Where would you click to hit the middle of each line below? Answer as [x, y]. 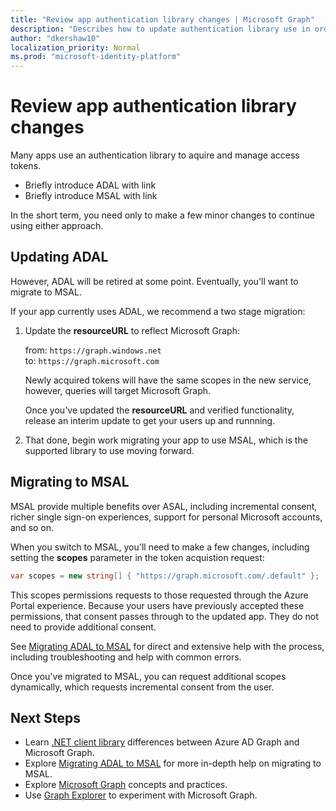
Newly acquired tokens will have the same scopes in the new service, [168, 380]
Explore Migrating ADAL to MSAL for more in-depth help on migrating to [173, 763]
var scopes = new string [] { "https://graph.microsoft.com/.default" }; [165, 576]
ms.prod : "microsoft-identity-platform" [96, 57]
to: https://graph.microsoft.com [92, 360]
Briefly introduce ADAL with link [90, 185]
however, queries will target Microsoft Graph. [118, 390]
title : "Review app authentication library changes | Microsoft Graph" [162, 19]
